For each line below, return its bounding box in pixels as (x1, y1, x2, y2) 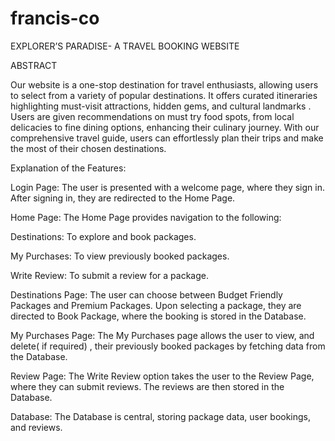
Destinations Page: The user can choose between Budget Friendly (10, 288, 283, 301)
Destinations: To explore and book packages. (10, 230, 197, 242)
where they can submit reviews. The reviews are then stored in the (10, 380, 285, 392)
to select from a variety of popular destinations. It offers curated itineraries (10, 89, 318, 101)
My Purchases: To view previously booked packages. (10, 250, 230, 262)
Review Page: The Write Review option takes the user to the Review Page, (10, 370, 315, 382)
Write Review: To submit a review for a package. (10, 269, 209, 281)
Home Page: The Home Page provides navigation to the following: (10, 211, 282, 223)
